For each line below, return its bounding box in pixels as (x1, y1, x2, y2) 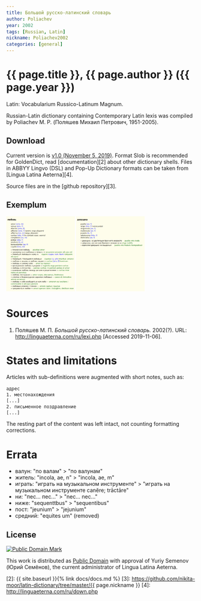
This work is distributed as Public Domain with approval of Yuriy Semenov (6, 557, 189, 564)
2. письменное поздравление (6, 404, 77, 410)
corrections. (6, 426, 37, 434)
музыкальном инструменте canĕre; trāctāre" (14, 486, 129, 494)
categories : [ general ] (6, 41, 63, 47)
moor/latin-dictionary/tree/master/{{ (6, 582, 95, 589)
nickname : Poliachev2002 (6, 35, 68, 41)
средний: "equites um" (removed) (14, 512, 100, 519)
